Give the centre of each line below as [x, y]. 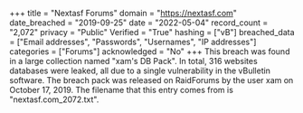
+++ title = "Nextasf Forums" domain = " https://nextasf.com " [123, 13]
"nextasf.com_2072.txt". [54, 99]
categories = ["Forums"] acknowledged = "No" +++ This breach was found [150, 52]
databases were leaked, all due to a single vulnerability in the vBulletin [140, 71]
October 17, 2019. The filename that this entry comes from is [121, 90]
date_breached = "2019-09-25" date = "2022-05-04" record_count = [139, 23]
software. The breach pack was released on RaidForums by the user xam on [151, 80]
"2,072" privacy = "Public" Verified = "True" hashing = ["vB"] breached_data [152, 32]
